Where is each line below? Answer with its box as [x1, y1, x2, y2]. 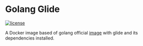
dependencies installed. [5, 35, 54, 41]
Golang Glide [5, 3, 60, 15]
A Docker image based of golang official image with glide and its [5, 29, 138, 35]
